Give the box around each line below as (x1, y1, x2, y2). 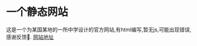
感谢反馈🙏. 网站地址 (6, 33, 54, 40)
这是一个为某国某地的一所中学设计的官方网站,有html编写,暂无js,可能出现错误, (6, 26, 192, 33)
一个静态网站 (6, 5, 69, 19)
